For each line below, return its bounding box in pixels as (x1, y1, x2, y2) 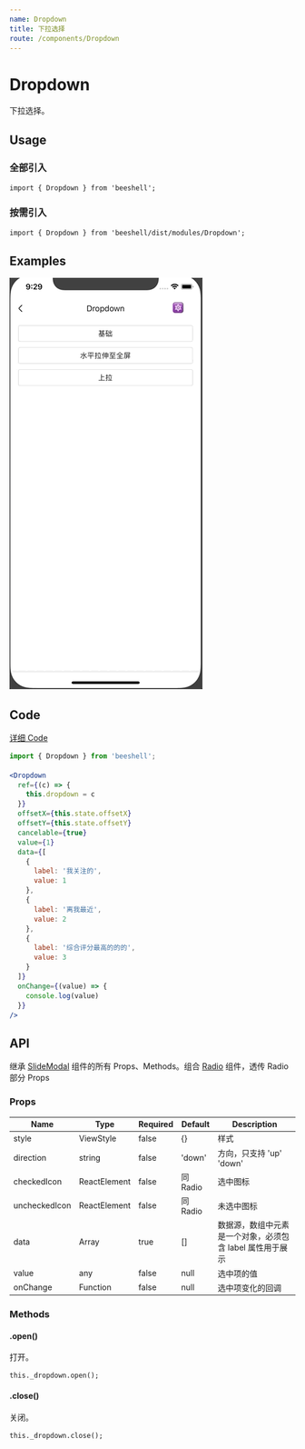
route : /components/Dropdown (9, 34, 120, 43)
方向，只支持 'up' (217, 1147, 282, 1158)
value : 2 (33, 914, 67, 924)
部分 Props (9, 1073, 50, 1084)
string (78, 1152, 102, 1163)
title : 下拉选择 (9, 24, 65, 34)
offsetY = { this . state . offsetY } (17, 819, 132, 828)
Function (78, 1282, 112, 1293)
